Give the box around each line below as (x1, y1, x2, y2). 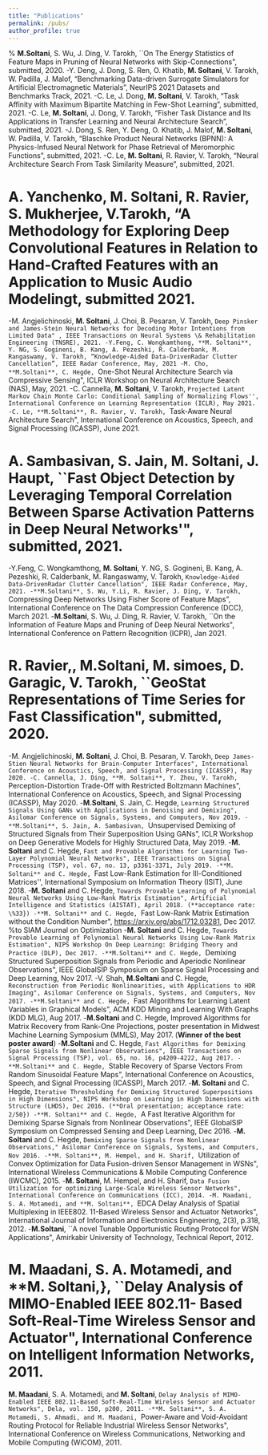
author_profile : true (8, 26, 81, 34)
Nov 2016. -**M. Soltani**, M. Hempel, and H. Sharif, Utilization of (8, 1150, 240, 1160)
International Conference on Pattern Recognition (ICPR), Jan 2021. (8, 629, 226, 638)
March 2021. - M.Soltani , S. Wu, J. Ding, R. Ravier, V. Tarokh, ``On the (8, 611, 236, 622)
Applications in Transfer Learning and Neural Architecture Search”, (8, 117, 228, 127)
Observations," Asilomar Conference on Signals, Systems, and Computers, (8, 1144, 260, 1152)
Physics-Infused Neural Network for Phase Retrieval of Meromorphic (8, 142, 236, 152)
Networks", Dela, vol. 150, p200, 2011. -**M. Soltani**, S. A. (8, 1405, 227, 1413)
